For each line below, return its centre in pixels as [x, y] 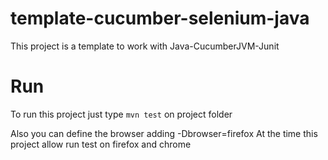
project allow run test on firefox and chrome [101, 144]
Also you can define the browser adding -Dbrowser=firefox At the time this [164, 133]
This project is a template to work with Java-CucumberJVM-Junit [145, 46]
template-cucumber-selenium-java [160, 18]
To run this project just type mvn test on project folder [121, 114]
